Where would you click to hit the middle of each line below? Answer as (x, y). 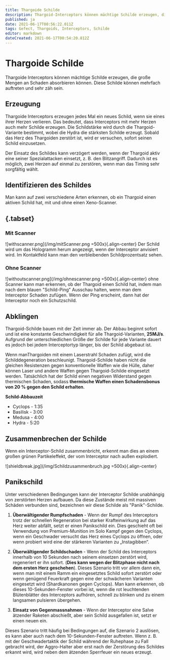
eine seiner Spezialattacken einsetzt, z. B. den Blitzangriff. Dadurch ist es (81, 158)
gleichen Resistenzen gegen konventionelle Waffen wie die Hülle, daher (80, 365)
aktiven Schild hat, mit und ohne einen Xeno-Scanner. (61, 203)
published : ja (20, 19)
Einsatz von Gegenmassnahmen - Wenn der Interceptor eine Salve (83, 610)
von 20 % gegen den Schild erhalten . (45, 387)
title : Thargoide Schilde (32, 10)
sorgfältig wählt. (22, 169)
